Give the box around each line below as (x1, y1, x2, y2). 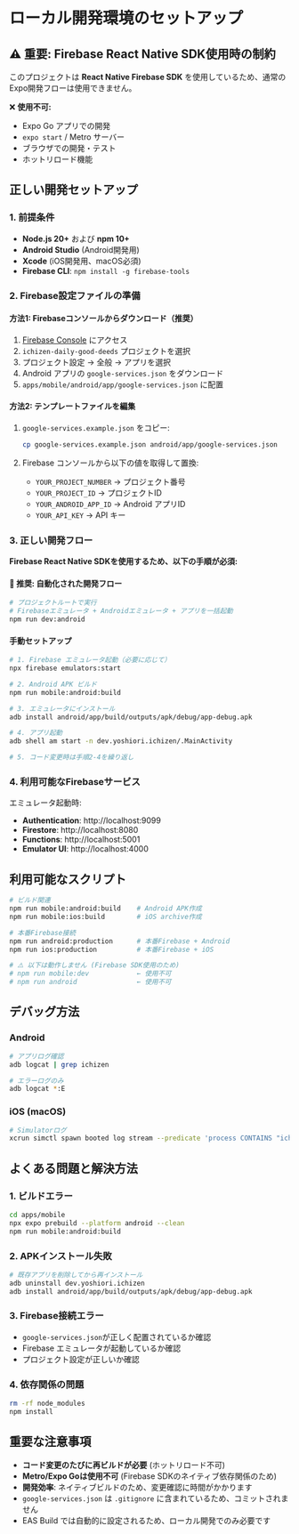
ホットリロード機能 (21, 154, 93, 165)
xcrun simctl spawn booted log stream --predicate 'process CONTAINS (9, 1134, 273, 1143)
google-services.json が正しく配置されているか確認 (21, 1331, 212, 1342)
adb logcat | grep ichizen (9, 1060, 109, 1069)
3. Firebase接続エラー (9, 1310, 104, 1322)
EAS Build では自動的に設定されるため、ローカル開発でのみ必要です (21, 1514, 271, 1526)
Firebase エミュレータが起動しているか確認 (21, 1343, 182, 1353)
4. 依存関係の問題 (9, 1378, 85, 1391)
